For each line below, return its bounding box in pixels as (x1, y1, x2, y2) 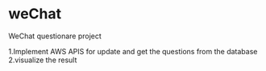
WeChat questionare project (8, 31, 102, 41)
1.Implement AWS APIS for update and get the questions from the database (8, 46, 258, 56)
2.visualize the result (8, 55, 77, 65)
